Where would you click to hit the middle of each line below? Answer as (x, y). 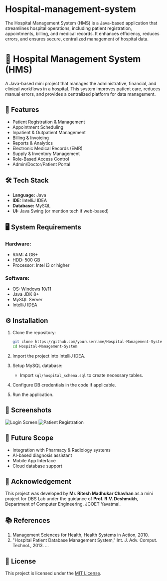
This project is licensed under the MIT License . (53, 573)
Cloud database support (37, 466)
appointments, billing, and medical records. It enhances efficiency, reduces (82, 33)
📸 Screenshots (28, 410)
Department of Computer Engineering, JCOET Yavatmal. (63, 504)
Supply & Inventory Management (46, 154)
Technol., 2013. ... (30, 546)
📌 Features (22, 110)
